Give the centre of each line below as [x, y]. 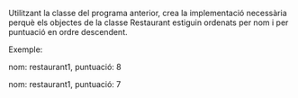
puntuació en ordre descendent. [68, 32]
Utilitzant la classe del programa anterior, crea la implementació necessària [148, 13]
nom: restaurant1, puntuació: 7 [65, 84]
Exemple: [26, 49]
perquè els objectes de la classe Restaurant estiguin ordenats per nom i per [149, 22]
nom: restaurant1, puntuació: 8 [65, 67]
